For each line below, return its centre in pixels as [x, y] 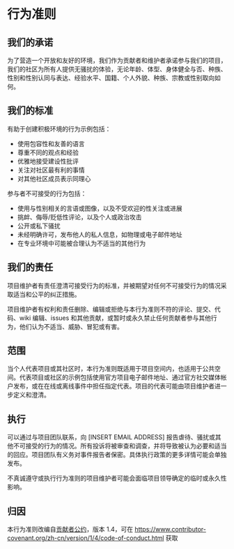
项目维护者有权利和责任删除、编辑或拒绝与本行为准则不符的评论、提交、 [111, 309]
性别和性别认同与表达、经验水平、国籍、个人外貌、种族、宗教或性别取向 [111, 78]
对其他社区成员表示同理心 [54, 178]
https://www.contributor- [171, 529]
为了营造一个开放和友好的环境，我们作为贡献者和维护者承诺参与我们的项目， [117, 60]
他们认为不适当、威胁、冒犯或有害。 [71, 326]
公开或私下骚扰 [39, 226]
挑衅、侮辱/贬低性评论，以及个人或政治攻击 [79, 217]
